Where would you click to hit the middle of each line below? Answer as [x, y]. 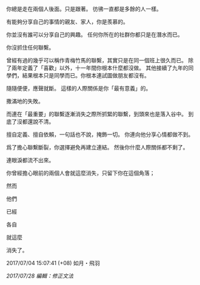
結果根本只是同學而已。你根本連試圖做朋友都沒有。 [86, 75]
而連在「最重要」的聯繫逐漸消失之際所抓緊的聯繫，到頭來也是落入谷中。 [96, 114]
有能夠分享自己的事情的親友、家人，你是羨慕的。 [67, 22]
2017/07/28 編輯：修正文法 [40, 276]
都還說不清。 [38, 122]
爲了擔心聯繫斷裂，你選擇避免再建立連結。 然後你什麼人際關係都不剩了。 [97, 147]
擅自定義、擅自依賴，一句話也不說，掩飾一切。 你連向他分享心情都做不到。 [100, 134]
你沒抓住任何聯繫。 [30, 47]
